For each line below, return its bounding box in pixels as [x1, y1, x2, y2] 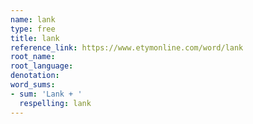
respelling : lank [19, 98, 92, 108]
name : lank [10, 14, 56, 25]
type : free [10, 24, 56, 34]
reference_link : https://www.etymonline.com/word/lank [10, 42, 244, 53]
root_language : [10, 61, 74, 71]
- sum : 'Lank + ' [10, 89, 83, 99]
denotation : [10, 71, 60, 81]
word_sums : [10, 80, 56, 90]
